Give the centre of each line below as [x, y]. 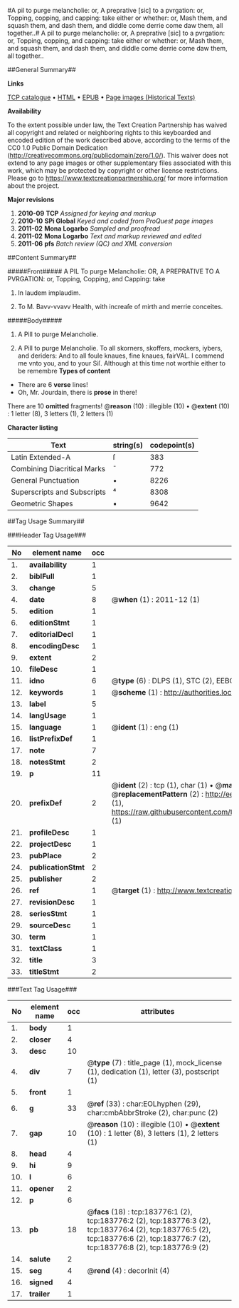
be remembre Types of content [64, 371]
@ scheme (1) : [137, 692]
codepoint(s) [172, 445]
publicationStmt [57, 867]
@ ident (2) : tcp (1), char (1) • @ [167, 785]
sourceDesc [50, 925]
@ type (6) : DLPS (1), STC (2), [163, 681]
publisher [46, 879]
